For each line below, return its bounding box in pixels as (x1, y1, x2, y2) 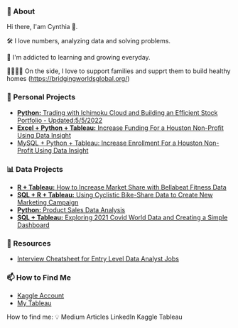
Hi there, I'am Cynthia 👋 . (6, 23, 78, 31)
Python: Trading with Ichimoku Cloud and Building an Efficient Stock (16, 108, 218, 116)
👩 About (6, 6, 36, 16)
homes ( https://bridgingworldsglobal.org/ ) (6, 75, 130, 83)
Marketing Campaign (16, 198, 79, 207)
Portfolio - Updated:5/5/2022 (16, 116, 103, 124)
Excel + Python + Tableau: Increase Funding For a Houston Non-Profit (16, 124, 225, 132)
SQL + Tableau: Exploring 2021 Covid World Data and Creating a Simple (16, 213, 228, 222)
